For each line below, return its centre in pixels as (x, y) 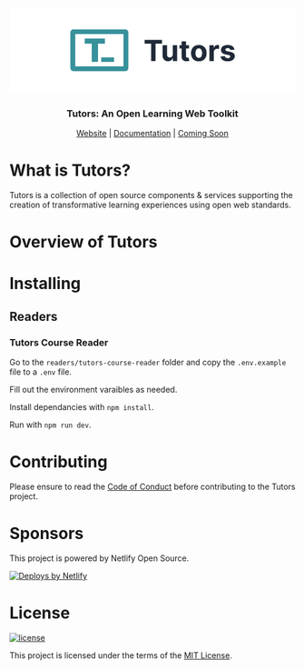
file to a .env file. (41, 372)
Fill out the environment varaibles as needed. (93, 390)
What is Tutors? (70, 170)
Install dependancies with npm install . (82, 407)
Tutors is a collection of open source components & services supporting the (151, 195)
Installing (45, 283)
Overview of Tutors (83, 241)
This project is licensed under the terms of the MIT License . (121, 655)
